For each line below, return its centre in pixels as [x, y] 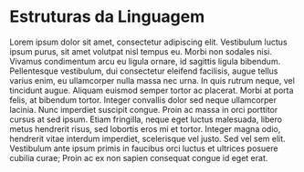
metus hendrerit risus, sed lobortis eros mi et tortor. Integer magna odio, [145, 128]
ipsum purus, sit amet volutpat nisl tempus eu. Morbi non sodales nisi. [141, 51]
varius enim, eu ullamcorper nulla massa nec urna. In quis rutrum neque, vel [152, 80]
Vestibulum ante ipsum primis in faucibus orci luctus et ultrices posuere [144, 148]
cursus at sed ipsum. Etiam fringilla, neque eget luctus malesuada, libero [146, 119]
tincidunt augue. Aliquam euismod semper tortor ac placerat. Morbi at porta [152, 90]
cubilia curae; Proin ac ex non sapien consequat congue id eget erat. [139, 157]
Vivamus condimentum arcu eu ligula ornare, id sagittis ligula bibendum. [145, 61]
